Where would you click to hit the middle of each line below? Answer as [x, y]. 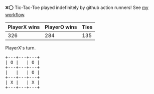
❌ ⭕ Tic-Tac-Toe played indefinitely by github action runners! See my [77, 7]
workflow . [15, 15]
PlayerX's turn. [21, 48]
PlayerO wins [61, 27]
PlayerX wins [24, 27]
